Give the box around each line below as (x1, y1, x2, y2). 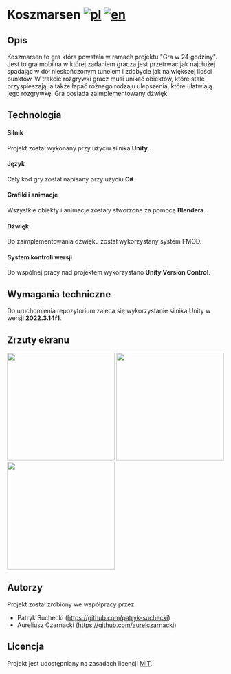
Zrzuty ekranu (7, 334, 70, 346)
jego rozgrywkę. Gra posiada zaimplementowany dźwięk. (7, 90, 170, 97)
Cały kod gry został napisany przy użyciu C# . (7, 175, 135, 183)
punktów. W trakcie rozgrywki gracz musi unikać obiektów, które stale (7, 75, 205, 83)
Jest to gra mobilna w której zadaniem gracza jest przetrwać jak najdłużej (7, 60, 216, 68)
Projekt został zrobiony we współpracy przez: (7, 600, 136, 608)
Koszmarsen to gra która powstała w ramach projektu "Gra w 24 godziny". (7, 52, 218, 61)
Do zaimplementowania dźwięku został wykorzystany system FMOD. (7, 237, 202, 246)
